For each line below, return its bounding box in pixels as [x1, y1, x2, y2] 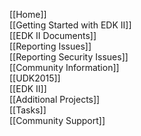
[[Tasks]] [9, 104, 47, 116]
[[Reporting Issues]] [9, 40, 92, 52]
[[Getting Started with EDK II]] [9, 19, 132, 31]
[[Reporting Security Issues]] [9, 51, 129, 63]
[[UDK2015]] [9, 72, 61, 84]
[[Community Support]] [9, 115, 106, 126]
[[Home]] [9, 9, 47, 20]
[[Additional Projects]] [9, 94, 101, 105]
